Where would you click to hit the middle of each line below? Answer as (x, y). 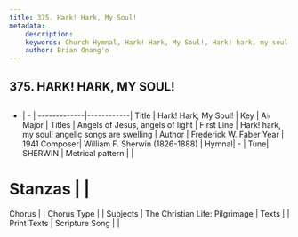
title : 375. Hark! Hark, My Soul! (73, 17)
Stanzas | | (50, 190)
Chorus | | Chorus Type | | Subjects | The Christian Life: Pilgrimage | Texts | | (149, 213)
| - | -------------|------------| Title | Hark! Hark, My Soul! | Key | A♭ (146, 115)
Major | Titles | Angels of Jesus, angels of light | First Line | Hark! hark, (152, 124)
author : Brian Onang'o (67, 51)
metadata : (28, 26)
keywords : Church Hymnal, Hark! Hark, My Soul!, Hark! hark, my (147, 42)
